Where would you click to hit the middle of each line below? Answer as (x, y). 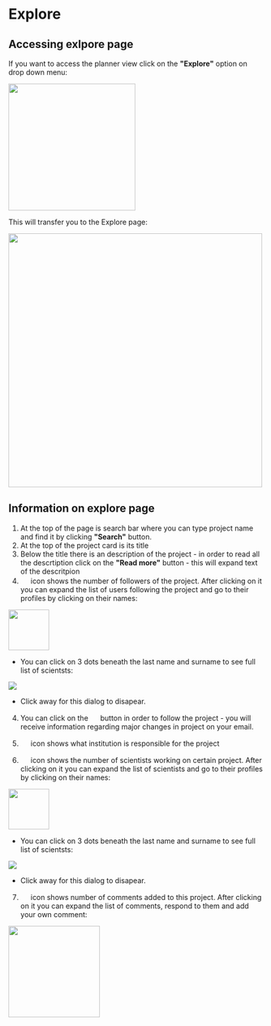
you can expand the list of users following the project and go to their (134, 589)
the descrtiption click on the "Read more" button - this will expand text (139, 562)
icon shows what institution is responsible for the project (125, 743)
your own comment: (54, 914)
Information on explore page (82, 509)
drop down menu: (38, 72)
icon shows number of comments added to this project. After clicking (146, 897)
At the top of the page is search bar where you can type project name (137, 528)
